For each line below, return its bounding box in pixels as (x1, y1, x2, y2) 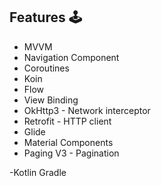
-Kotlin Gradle (9, 166, 67, 178)
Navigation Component (23, 51, 120, 63)
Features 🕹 (9, 9, 82, 26)
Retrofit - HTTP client (23, 115, 112, 127)
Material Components (23, 136, 114, 148)
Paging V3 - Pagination (23, 147, 120, 159)
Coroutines (23, 62, 70, 74)
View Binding (23, 94, 79, 106)
